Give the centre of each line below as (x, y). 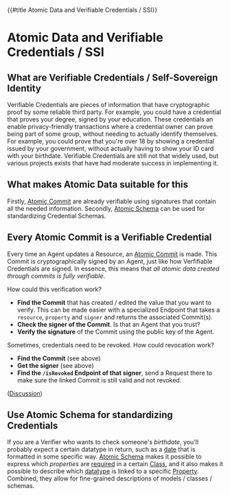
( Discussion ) (25, 393)
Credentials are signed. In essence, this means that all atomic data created (113, 268)
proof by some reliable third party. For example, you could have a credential (114, 112)
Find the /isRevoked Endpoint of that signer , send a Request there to (115, 373)
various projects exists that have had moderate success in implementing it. (113, 163)
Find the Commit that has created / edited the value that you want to (114, 302)
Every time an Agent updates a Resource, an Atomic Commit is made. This (112, 254)
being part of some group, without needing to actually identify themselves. (113, 134)
